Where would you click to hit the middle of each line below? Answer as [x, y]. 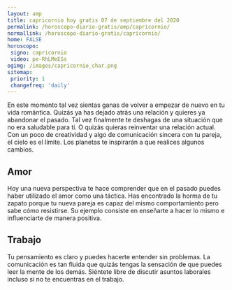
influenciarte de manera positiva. [55, 218]
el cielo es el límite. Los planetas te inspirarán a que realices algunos [106, 142]
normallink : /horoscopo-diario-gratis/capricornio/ [84, 33]
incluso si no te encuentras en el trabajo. [66, 279]
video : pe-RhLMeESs [39, 59]
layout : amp [24, 14]
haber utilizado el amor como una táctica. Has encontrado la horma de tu [113, 196]
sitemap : [20, 72]
